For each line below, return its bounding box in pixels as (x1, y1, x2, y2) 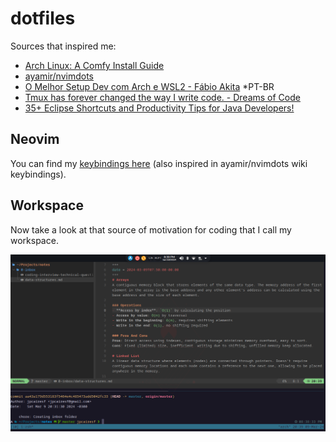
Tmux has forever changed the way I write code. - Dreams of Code (24, 91, 301, 103)
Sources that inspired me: (10, 40, 117, 52)
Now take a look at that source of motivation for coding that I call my (10, 223, 292, 236)
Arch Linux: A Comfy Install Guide (24, 59, 165, 71)
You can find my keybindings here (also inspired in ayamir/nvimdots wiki (10, 157, 308, 169)
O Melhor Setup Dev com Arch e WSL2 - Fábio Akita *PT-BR (24, 80, 275, 92)
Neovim (10, 131, 60, 148)
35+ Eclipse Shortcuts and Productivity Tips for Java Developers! (24, 102, 295, 114)
